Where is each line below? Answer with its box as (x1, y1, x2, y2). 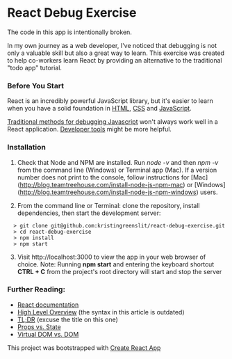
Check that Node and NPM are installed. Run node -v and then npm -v (17, 158, 219, 166)
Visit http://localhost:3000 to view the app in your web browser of (17, 253, 206, 261)
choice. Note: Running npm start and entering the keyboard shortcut (17, 260, 215, 269)
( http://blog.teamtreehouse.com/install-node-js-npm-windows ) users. (17, 188, 218, 196)
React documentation (17, 301, 79, 309)
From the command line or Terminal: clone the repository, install (17, 201, 200, 209)
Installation (7, 143, 47, 152)
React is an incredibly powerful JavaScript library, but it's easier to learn (7, 97, 213, 105)
